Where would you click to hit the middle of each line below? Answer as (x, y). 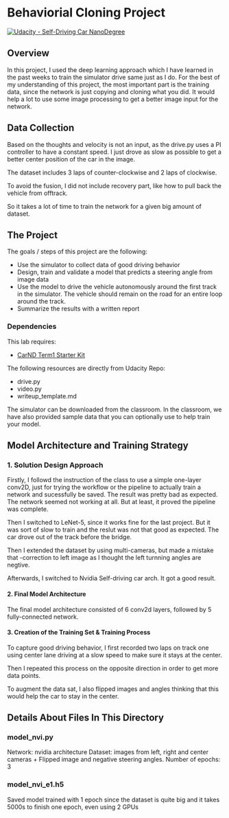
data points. (24, 675)
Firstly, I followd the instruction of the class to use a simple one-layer (105, 480)
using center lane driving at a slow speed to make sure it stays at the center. (115, 655)
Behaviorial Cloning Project (86, 13)
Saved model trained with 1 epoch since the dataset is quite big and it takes (113, 799)
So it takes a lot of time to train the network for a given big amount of (105, 206)
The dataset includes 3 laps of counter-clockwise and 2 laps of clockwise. (112, 172)
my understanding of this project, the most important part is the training (108, 84)
